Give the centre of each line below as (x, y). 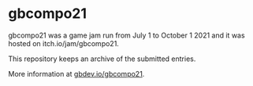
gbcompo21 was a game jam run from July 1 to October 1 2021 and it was (127, 35)
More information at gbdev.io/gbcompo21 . (76, 73)
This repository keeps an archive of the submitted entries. (102, 59)
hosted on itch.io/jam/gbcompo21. (64, 43)
